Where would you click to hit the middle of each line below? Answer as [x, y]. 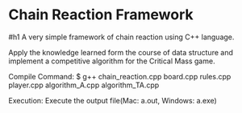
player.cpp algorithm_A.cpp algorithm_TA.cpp [84, 85]
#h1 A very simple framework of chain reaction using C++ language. [121, 37]
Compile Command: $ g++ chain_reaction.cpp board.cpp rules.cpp [120, 76]
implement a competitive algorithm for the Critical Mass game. [112, 61]
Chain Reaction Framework [101, 15]
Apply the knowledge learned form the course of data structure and [121, 52]
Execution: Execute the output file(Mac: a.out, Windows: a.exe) [113, 100]
